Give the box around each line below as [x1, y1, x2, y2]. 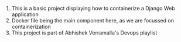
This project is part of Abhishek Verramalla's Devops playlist [11, 29, 158, 36]
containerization [11, 23, 51, 30]
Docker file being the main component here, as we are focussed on [11, 17, 175, 24]
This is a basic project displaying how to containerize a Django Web [11, 5, 175, 12]
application [11, 11, 39, 18]
